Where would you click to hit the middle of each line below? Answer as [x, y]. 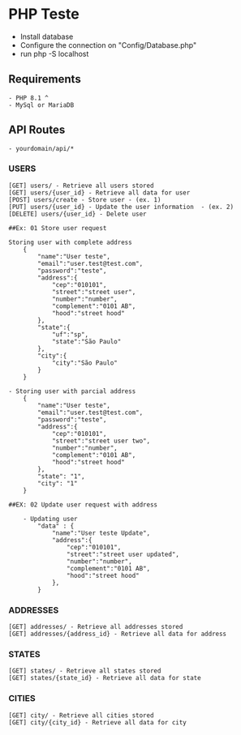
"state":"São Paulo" [86, 341]
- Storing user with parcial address [72, 391]
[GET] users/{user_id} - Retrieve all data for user [99, 192]
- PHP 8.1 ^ [28, 98]
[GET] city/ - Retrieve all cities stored [81, 715]
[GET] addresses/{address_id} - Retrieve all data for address [118, 634]
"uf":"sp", [70, 334]
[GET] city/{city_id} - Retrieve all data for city [97, 722]
